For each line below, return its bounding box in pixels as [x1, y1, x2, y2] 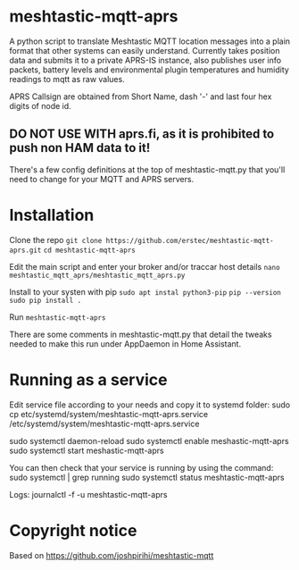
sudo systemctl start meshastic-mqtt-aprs [9, 445, 164, 456]
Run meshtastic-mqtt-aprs [9, 311, 106, 323]
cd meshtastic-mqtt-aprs [43, 246, 136, 255]
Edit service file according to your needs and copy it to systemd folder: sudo [9, 399, 291, 410]
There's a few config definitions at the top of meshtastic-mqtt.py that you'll [9, 163, 286, 175]
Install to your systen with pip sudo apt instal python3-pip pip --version [9, 286, 281, 297]
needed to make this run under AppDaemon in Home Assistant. [9, 338, 242, 349]
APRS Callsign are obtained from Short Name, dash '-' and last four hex [9, 91, 272, 102]
